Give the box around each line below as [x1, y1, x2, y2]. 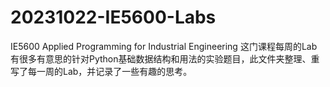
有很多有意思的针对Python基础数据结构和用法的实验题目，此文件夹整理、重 [10, 52, 320, 65]
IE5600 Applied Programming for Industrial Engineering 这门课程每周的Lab [10, 40, 318, 52]
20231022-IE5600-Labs [10, 6, 217, 29]
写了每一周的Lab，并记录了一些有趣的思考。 [10, 65, 193, 77]
